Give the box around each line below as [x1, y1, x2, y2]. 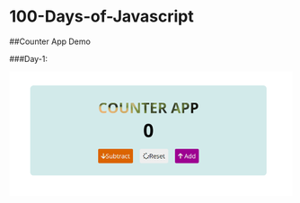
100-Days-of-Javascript [9, 6, 195, 27]
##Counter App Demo [9, 36, 92, 47]
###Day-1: [9, 53, 48, 64]
